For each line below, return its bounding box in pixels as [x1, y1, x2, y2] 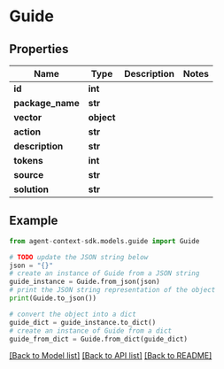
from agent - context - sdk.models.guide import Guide [9, 236, 200, 245]
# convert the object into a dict [9, 310, 137, 319]
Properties [9, 42, 69, 57]
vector [13, 111, 42, 123]
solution [13, 183, 50, 196]
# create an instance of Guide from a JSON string [9, 269, 200, 278]
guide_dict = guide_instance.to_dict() [9, 318, 157, 327]
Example [9, 213, 58, 228]
